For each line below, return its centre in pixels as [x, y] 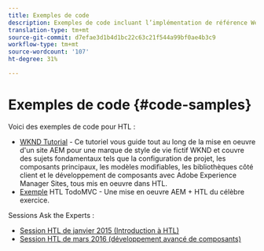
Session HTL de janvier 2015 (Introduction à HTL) [99, 230]
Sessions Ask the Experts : [51, 215]
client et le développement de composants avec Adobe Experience [128, 175]
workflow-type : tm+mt [44, 45]
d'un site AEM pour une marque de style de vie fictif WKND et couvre [132, 150]
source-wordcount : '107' [49, 52]
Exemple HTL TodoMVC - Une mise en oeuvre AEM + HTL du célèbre [132, 191]
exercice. [34, 200]
